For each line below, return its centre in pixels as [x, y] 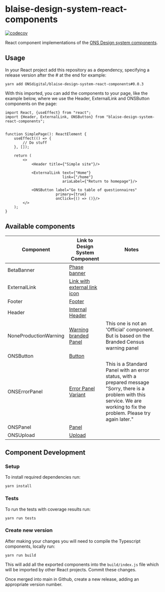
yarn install [18, 486]
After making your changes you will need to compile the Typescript [73, 541]
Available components [40, 227]
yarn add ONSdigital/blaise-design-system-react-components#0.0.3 [74, 84]
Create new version [29, 530]
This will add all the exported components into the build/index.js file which [82, 564]
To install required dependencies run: [43, 477]
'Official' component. [130, 329]
